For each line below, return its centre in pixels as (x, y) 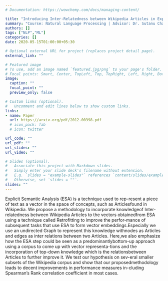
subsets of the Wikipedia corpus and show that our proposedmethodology (82, 262)
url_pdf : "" (17, 143)
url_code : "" (19, 138)
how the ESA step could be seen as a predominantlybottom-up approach (80, 241)
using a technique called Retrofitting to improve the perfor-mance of (75, 220)
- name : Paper (20, 115)
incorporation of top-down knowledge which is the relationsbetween (76, 252)
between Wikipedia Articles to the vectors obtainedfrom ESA (93, 215)
